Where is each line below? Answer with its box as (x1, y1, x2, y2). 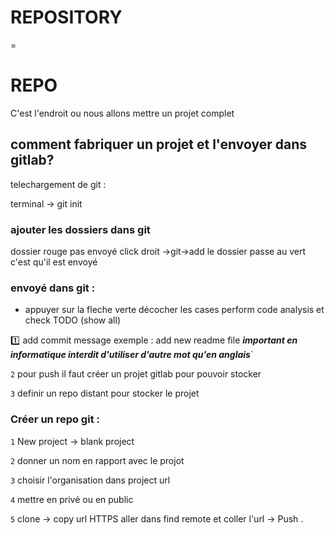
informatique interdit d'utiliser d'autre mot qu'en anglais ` (10, 349, 254, 361)
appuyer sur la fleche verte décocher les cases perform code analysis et (24, 304, 325, 316)
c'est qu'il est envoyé (10, 256, 98, 268)
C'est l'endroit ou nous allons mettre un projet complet (10, 107, 235, 119)
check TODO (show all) (24, 314, 121, 326)
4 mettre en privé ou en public (10, 493, 134, 505)
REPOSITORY (10, 6, 123, 29)
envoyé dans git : (10, 281, 96, 295)
